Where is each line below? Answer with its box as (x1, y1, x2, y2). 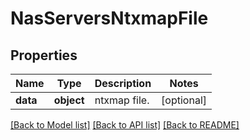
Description (94, 77, 152, 90)
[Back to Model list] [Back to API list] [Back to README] (10, 119, 240, 131)
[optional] (161, 93, 208, 107)
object (53, 93, 85, 107)
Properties (10, 47, 78, 64)
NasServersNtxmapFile (10, 7, 209, 30)
